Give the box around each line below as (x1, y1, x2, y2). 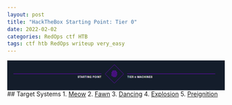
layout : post (7, 11, 45, 18)
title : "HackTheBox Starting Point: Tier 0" (7, 18, 137, 26)
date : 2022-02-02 (7, 26, 57, 32)
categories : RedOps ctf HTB (7, 33, 88, 40)
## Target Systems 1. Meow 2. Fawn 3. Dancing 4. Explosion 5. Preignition (7, 90, 218, 98)
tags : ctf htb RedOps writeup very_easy (7, 40, 126, 48)
